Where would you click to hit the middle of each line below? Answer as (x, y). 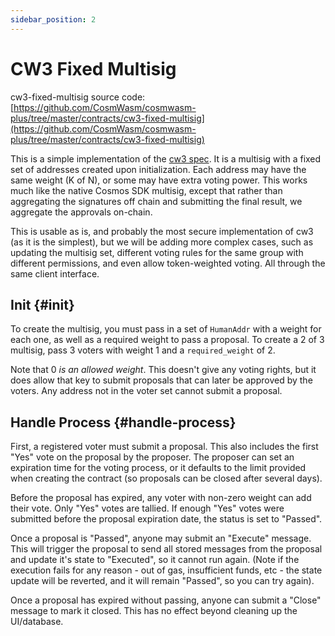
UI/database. (37, 622)
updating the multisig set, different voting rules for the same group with (157, 252)
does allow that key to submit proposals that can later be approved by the (161, 380)
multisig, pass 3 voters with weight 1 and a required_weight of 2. (143, 350)
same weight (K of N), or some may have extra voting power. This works (159, 180)
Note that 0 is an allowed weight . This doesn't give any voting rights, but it (163, 370)
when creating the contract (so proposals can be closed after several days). (166, 478)
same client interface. (55, 273)
